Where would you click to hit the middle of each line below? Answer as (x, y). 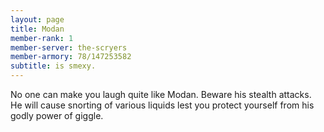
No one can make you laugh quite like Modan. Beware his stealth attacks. (161, 94)
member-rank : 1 (42, 38)
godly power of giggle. (57, 115)
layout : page (37, 19)
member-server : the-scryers (69, 47)
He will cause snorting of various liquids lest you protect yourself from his (162, 105)
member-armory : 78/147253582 (71, 57)
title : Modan (37, 29)
